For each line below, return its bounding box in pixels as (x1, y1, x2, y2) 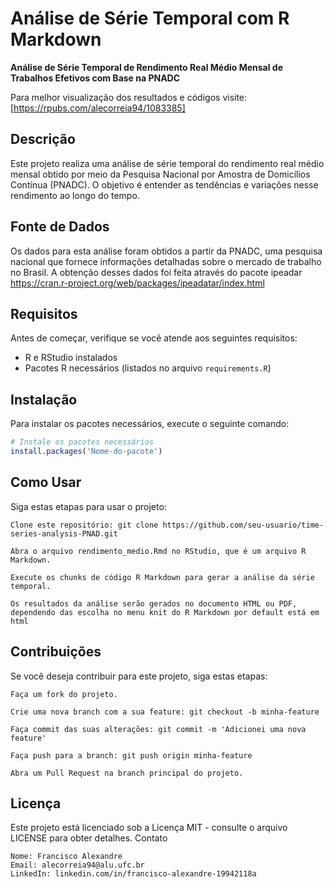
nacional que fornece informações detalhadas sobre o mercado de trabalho (10, 255, 322, 267)
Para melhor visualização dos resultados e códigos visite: (10, 91, 248, 103)
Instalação (10, 391, 78, 408)
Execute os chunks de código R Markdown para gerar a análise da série (10, 572, 315, 582)
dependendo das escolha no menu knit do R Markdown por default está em (10, 607, 320, 617)
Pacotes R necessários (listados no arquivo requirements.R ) (24, 362, 272, 374)
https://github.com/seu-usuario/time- (162, 520, 325, 530)
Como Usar (10, 474, 82, 491)
